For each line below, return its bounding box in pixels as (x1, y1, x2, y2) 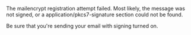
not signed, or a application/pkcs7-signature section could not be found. (6, 11, 183, 18)
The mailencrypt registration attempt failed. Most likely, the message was (6, 5, 186, 12)
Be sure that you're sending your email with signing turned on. (6, 23, 158, 29)
